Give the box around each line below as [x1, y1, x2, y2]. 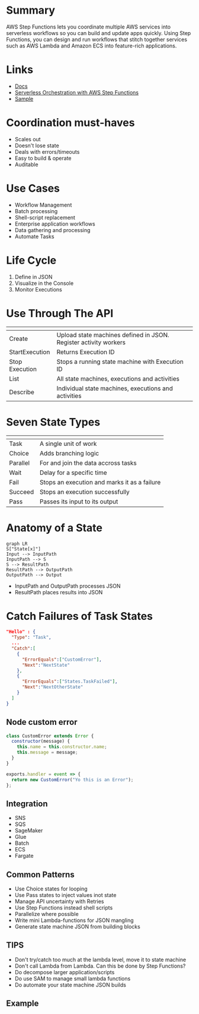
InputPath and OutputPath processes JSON [14, 582, 121, 590]
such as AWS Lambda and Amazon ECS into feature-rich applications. [6, 42, 177, 49]
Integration [6, 798, 49, 809]
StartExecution [9, 348, 50, 356]
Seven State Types [6, 415, 101, 429]
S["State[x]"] [6, 546, 41, 552]
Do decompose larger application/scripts [14, 968, 115, 975]
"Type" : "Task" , [11, 635, 52, 641]
